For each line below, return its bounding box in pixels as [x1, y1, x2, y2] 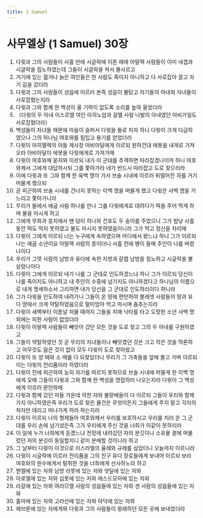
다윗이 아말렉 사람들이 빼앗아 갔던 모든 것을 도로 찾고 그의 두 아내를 [15, 323, 174, 330]
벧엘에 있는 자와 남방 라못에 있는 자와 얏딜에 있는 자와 [15, 467, 141, 474]
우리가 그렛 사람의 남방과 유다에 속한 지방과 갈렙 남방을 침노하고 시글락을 [15, 255, 187, 262]
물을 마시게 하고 [22, 210, 60, 217]
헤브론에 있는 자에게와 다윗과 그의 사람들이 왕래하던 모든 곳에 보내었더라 [15, 505, 185, 512]
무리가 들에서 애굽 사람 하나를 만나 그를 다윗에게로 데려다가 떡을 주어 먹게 [15, 202, 188, 209]
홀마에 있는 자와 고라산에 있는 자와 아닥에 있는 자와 [15, 497, 135, 505]
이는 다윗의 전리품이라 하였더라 [15, 361, 89, 368]
